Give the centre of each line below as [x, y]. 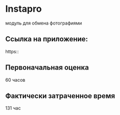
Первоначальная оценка [47, 68]
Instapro [24, 9]
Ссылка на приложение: [47, 39]
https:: [12, 51]
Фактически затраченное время [60, 96]
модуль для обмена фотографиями [44, 23]
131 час [13, 108]
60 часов [15, 80]
